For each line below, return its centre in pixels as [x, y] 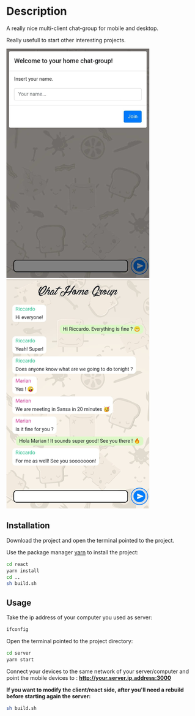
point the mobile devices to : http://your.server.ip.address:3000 [89, 677]
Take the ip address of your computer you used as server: [79, 617]
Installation [28, 526]
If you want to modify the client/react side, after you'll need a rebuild [95, 690]
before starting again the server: [49, 696]
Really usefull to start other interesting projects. [66, 40]
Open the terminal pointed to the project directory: [70, 641]
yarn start [20, 660]
